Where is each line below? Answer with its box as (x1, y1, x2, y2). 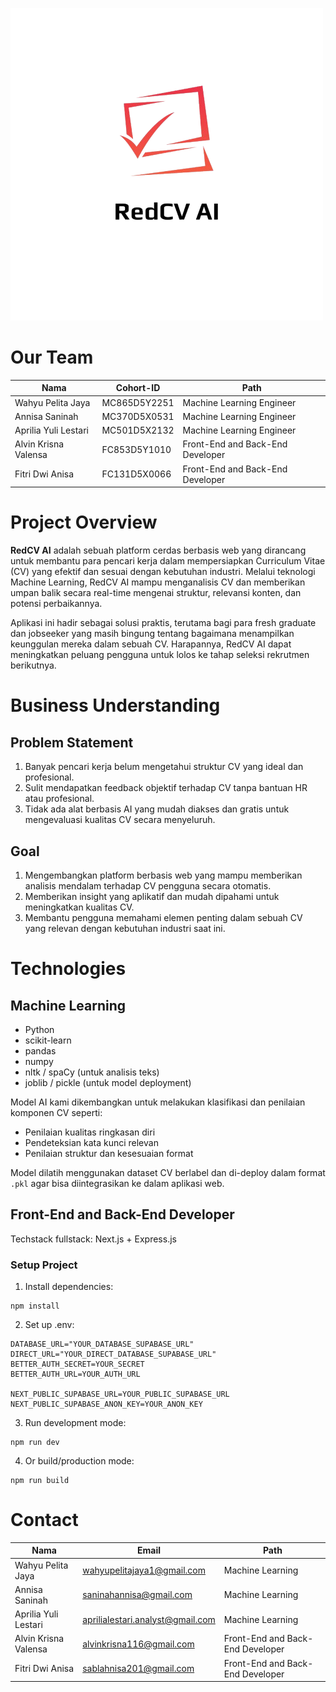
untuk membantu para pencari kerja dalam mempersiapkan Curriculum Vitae (10, 555, 326, 567)
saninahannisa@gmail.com (82, 1589, 193, 1601)
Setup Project (10, 1258, 78, 1272)
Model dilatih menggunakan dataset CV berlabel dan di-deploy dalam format (10, 1166, 326, 1178)
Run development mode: (24, 1417, 127, 1429)
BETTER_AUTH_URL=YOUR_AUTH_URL (10, 1369, 141, 1380)
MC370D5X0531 (101, 410, 175, 422)
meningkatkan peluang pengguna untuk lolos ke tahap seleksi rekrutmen (10, 649, 310, 661)
